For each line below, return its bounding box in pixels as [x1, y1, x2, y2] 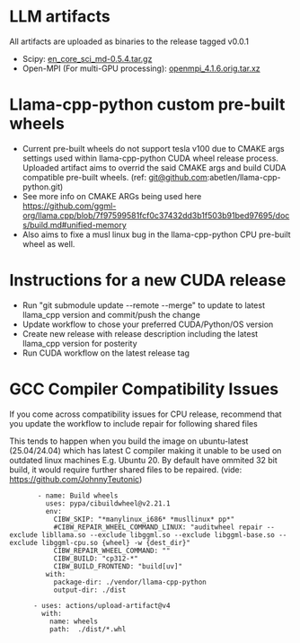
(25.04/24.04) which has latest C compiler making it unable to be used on [9, 445, 282, 455]
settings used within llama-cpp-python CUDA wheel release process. [22, 153, 278, 163]
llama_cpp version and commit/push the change [22, 309, 200, 320]
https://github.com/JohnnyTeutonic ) [9, 473, 143, 484]
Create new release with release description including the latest [22, 328, 259, 339]
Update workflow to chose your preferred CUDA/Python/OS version [22, 319, 274, 330]
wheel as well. [22, 238, 75, 249]
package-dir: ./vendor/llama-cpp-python [53, 577, 207, 586]
